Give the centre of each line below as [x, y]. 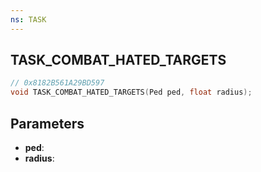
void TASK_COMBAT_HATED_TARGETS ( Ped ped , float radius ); [131, 92]
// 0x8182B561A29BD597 [57, 83]
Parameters [47, 123]
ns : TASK [28, 19]
